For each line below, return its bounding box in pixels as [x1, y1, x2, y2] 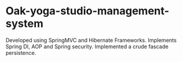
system [5, 17, 44, 30]
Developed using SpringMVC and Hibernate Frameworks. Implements [5, 36, 177, 44]
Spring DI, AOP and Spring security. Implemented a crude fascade [5, 43, 169, 50]
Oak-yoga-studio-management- [5, 4, 170, 18]
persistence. [5, 49, 36, 56]
